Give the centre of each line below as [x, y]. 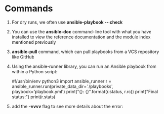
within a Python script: [35, 71]
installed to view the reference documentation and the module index [81, 37]
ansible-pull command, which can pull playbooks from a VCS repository [85, 52]
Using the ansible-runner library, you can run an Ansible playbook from [84, 66]
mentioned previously [34, 42]
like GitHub [23, 57]
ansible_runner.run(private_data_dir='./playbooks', [63, 86]
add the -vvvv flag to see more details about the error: [67, 106]
